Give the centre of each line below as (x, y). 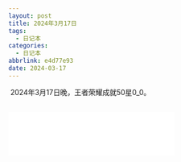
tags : (17, 31)
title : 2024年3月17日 (43, 23)
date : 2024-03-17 (37, 69)
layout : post (30, 16)
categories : (28, 46)
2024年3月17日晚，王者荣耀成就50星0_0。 (80, 92)
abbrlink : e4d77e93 (41, 61)
